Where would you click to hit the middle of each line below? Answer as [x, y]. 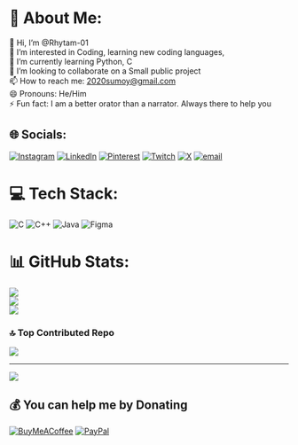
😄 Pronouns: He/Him [48, 93]
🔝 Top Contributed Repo [62, 332]
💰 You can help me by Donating [98, 406]
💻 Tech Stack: [64, 193]
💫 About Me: [56, 18]
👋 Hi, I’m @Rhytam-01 [49, 43]
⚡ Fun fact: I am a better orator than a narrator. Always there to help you [141, 103]
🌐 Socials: [38, 135]
